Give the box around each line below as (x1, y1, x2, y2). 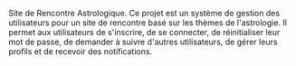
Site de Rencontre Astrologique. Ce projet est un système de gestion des (8, 8, 281, 18)
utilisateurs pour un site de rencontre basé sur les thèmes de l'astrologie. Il (8, 17, 287, 28)
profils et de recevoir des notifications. (8, 46, 153, 57)
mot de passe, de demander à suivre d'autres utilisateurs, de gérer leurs (8, 36, 278, 47)
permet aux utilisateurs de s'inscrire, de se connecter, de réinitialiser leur (8, 27, 281, 37)
